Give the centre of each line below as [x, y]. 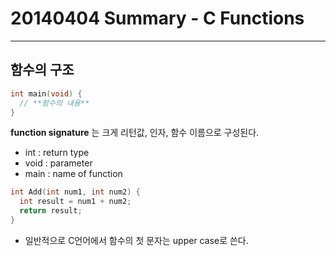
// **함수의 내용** [54, 103]
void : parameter [58, 163]
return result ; [51, 211]
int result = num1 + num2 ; [75, 202]
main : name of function [73, 174]
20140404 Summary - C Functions [157, 18]
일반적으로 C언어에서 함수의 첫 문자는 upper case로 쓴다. [136, 240]
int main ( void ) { [46, 93]
